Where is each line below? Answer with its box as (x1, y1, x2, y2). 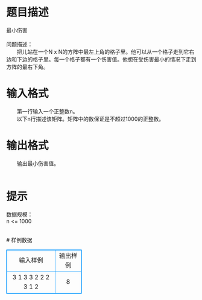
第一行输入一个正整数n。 (16, 107, 78, 115)
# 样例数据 (6, 236, 33, 243)
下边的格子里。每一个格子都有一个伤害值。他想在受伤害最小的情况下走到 (16, 56, 197, 63)
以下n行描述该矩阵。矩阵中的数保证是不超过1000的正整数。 (16, 115, 165, 123)
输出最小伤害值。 (16, 159, 59, 167)
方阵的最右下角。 (6, 63, 49, 70)
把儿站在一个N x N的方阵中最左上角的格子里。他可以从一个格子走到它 (16, 48, 189, 55)
